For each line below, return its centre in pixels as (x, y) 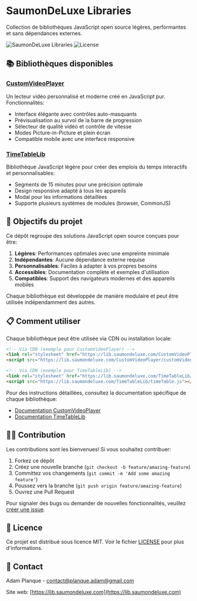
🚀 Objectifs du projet (45, 222)
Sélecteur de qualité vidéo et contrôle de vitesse (73, 126)
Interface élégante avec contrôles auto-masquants (76, 114)
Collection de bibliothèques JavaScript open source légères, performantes (96, 27)
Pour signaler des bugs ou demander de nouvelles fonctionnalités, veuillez (96, 503)
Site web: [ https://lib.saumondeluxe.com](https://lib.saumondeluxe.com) (94, 592)
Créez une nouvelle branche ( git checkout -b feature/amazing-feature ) (102, 467)
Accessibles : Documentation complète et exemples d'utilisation (92, 272)
